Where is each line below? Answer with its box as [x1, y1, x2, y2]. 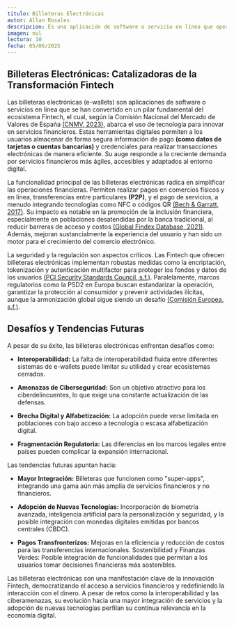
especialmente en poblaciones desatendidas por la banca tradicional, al [7, 215, 213, 223]
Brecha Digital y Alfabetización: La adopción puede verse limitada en [17, 411, 219, 420]
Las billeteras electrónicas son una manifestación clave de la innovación [7, 574, 214, 582]
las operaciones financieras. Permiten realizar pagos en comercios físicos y [7, 185, 225, 194]
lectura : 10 [7, 36, 42, 43]
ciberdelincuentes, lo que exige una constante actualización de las [17, 390, 209, 399]
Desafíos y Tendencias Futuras [7, 323, 145, 335]
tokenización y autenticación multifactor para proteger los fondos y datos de [7, 266, 227, 274]
